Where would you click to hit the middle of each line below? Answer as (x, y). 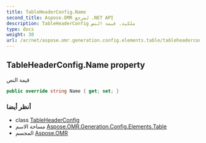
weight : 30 (20, 35)
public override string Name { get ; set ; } (63, 91)
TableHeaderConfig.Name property (76, 65)
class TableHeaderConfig (47, 120)
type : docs (20, 29)
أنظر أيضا (19, 106)
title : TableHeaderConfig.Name (46, 12)
